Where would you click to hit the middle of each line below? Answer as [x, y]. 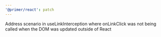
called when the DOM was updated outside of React [58, 29]
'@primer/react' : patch [30, 10]
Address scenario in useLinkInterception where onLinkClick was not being [81, 24]
